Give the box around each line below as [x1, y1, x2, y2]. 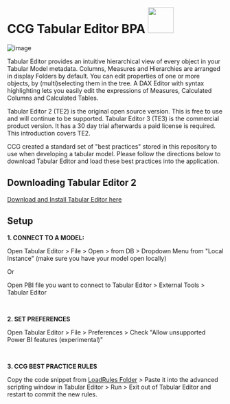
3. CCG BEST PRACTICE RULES [7, 362, 97, 370]
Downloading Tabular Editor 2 [7, 177, 137, 189]
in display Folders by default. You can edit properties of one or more [7, 72, 200, 80]
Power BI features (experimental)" [7, 335, 103, 343]
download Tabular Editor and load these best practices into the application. [7, 157, 220, 165]
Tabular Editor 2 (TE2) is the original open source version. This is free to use [7, 107, 223, 115]
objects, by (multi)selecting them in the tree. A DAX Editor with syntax [7, 79, 205, 87]
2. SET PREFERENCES [7, 315, 71, 323]
